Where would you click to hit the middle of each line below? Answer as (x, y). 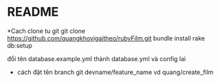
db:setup (20, 45)
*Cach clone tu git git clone (46, 31)
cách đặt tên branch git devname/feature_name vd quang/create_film (115, 72)
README (33, 12)
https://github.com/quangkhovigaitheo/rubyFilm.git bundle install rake (106, 38)
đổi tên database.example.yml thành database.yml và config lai (97, 58)
